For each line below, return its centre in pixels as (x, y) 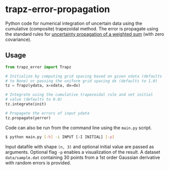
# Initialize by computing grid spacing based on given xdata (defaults (84, 76)
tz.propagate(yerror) (28, 118)
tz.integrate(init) (26, 104)
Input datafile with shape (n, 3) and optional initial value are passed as (80, 146)
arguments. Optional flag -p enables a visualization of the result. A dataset (83, 152)
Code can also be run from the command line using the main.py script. (79, 127)
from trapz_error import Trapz (38, 67)
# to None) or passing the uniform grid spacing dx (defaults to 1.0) (81, 81)
